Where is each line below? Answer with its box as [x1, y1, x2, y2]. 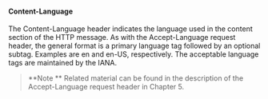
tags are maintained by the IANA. [8, 58, 118, 68]
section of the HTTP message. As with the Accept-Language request [8, 33, 236, 42]
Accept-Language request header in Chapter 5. [27, 82, 185, 92]
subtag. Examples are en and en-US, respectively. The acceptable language [8, 49, 259, 59]
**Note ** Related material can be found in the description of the [27, 73, 244, 83]
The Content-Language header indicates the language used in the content [8, 24, 254, 34]
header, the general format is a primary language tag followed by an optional [8, 41, 261, 51]
